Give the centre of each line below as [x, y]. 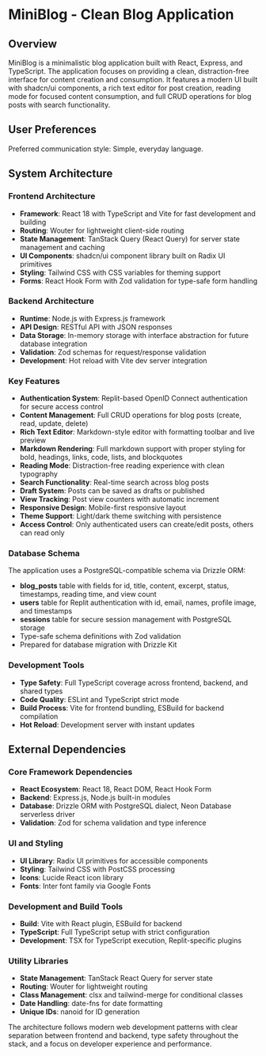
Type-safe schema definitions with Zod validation [100, 636]
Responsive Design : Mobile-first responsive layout [103, 507]
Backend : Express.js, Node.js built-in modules [95, 798]
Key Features [34, 381]
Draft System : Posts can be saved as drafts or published [112, 491]
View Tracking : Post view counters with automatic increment [119, 500]
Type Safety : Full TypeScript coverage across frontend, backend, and [133, 682]
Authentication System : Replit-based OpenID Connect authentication [133, 398]
